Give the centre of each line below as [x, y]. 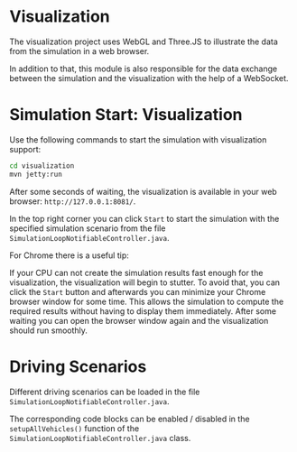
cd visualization [42, 166]
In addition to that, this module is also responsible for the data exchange [144, 69]
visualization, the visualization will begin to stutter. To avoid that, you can [145, 282]
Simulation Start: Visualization [126, 115]
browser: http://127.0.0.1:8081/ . [73, 201]
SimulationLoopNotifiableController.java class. [100, 438]
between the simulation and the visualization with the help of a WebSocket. [149, 78]
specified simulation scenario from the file [88, 228]
